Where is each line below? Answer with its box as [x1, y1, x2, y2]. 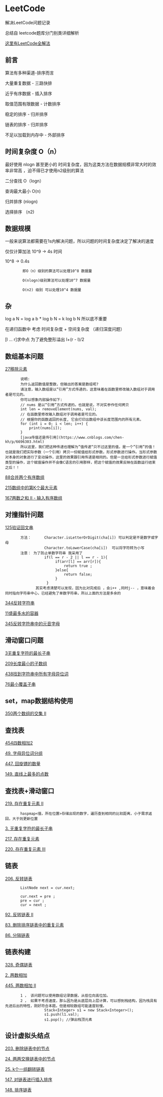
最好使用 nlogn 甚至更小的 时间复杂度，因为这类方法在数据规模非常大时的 [5, 161, 152, 167]
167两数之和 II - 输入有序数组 [5, 495, 63, 501]
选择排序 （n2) [5, 209, 35, 215]
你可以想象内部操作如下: [20, 397, 63, 402]
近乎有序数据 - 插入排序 [5, 91, 53, 96]
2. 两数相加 [5, 972, 28, 978]
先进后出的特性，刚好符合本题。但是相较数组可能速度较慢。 [5, 1004, 107, 1008]
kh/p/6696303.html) [5, 439, 45, 444]
